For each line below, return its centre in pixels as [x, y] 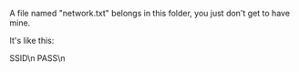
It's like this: [32, 41]
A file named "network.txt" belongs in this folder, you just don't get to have [149, 13]
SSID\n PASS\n [37, 58]
